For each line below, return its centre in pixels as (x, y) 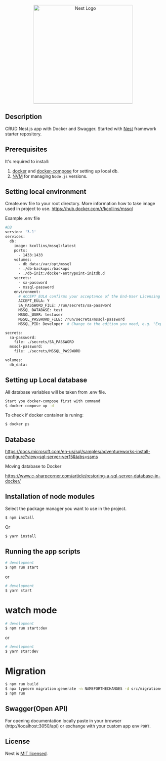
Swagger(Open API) (37, 709)
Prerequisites (26, 149)
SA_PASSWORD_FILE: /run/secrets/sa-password (65, 306)
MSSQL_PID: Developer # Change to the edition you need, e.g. (85, 324)
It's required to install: (27, 161)
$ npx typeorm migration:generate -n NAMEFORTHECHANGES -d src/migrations (84, 689)
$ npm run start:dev (26, 628)
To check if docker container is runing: (44, 415)
